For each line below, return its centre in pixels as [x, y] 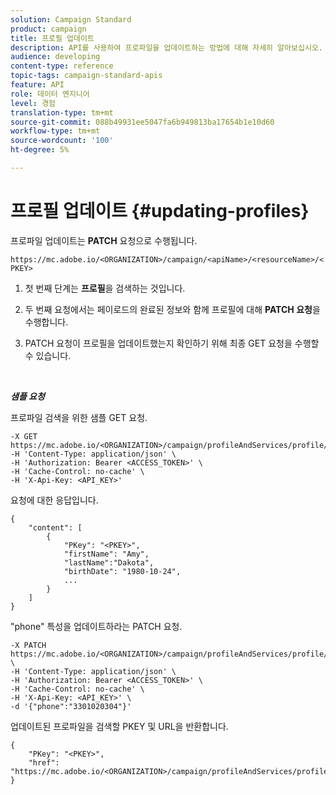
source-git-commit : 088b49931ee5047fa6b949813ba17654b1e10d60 [142, 122]
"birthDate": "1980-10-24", [122, 571]
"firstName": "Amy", [106, 554]
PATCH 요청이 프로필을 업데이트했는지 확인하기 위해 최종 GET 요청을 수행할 [172, 343]
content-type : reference [62, 66]
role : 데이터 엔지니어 [50, 94]
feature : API [37, 85]
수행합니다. [46, 322]
